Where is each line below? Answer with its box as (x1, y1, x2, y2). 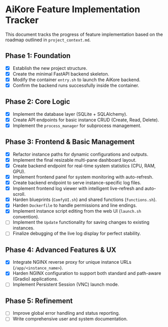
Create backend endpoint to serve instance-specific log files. (12, 180, 142, 186)
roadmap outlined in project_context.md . (5, 37, 91, 43)
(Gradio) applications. (12, 276, 59, 282)
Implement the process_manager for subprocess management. (12, 122, 142, 129)
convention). (12, 214, 40, 220)
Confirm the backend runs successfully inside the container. (12, 82, 139, 88)
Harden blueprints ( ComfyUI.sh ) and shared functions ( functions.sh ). (12, 196, 157, 203)
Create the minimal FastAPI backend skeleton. (12, 70, 109, 77)
